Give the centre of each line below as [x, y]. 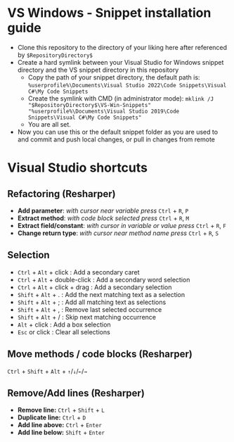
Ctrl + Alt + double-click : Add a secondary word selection [104, 279]
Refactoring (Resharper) [61, 194]
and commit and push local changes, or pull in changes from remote [116, 139]
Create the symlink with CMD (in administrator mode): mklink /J [121, 98]
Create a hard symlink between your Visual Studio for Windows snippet [121, 62]
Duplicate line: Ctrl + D [52, 417]
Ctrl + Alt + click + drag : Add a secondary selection [95, 287]
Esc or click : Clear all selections [64, 331]
